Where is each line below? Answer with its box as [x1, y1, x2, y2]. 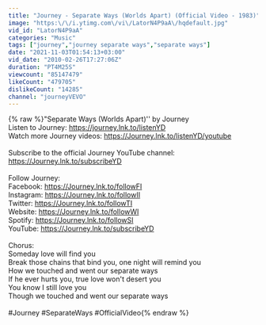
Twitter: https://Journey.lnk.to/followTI [8, 199, 133, 208]
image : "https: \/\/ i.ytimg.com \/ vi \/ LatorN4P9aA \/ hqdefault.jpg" [8, 19, 228, 27]
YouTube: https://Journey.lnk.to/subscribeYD [8, 224, 154, 234]
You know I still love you [8, 283, 87, 292]
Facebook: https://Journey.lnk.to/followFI [8, 182, 142, 191]
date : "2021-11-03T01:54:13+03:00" [8, 48, 126, 56]
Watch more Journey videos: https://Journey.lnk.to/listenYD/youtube [8, 132, 232, 141]
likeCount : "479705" [8, 78, 77, 86]
